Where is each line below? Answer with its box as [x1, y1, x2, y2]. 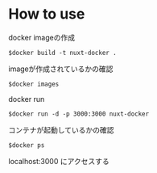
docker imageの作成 [8, 32, 75, 42]
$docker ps [8, 141, 45, 150]
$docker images [8, 80, 60, 88]
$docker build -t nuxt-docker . [8, 49, 117, 57]
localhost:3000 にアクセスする [8, 156, 110, 166]
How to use [8, 5, 85, 23]
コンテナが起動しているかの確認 [8, 124, 114, 134]
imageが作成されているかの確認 [8, 64, 114, 74]
